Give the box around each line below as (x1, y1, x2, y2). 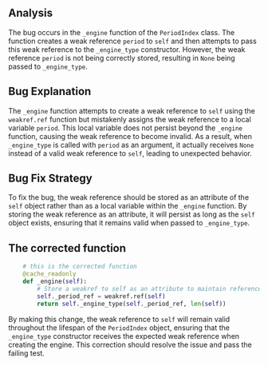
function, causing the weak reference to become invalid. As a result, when (8, 131, 253, 141)
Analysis (8, 6, 53, 20)
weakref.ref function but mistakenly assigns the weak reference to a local (8, 114, 251, 124)
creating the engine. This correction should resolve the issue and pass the (8, 340, 253, 349)
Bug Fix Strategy (8, 172, 93, 185)
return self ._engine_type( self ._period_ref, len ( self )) (37, 300, 227, 308)
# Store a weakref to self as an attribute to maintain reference (37, 284, 262, 292)
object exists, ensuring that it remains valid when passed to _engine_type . (8, 218, 250, 228)
